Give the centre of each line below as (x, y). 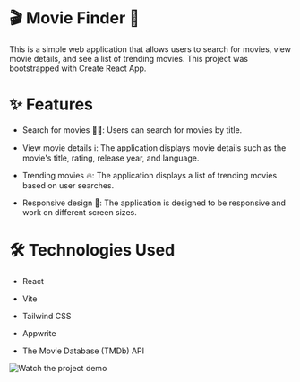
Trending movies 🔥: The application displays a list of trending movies (150, 175)
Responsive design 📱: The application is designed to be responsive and (154, 203)
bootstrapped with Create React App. (78, 68)
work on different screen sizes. (79, 212)
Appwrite (39, 333)
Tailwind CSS (47, 316)
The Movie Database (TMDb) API (83, 351)
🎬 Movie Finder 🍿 (75, 18)
